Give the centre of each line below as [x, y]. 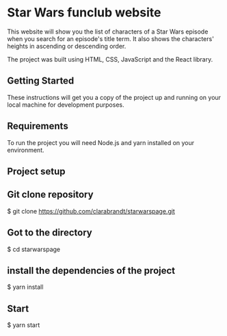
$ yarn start [24, 325]
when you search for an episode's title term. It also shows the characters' [110, 38]
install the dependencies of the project [91, 271]
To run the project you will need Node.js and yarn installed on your [101, 142]
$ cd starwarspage [34, 249]
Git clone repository [50, 195]
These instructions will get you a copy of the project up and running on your [114, 97]
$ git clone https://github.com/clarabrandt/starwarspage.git [91, 211]
